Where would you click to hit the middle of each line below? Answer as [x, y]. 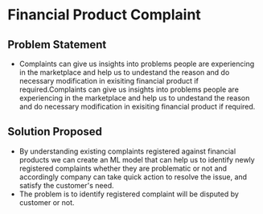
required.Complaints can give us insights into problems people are [129, 89]
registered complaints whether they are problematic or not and [123, 168]
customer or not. [47, 202]
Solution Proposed [55, 132]
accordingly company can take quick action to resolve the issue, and [133, 177]
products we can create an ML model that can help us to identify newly [137, 159]
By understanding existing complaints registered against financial [127, 151]
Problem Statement [57, 45]
